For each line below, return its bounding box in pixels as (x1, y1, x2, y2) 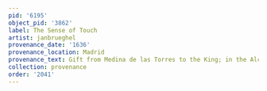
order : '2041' (8, 70, 56, 78)
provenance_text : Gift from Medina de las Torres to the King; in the (8, 56, 247, 64)
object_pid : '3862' (8, 19, 73, 27)
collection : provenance (8, 63, 87, 71)
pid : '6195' (8, 11, 48, 20)
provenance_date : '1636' (8, 41, 91, 49)
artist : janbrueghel (8, 33, 77, 42)
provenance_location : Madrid (8, 48, 105, 56)
